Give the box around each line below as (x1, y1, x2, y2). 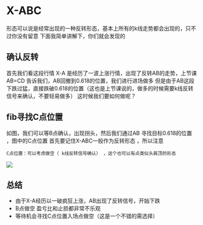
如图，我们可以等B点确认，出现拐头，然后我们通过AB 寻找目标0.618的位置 (6, 129, 193, 136)
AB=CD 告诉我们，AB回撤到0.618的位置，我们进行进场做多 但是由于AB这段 (6, 77, 195, 84)
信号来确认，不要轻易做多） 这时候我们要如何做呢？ (6, 92, 136, 100)
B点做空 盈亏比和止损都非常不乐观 (15, 205, 101, 212)
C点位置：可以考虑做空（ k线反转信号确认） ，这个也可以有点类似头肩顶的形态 (6, 150, 176, 157)
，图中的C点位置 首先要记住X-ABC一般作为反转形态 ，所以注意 (6, 137, 164, 144)
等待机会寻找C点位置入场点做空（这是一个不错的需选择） (15, 212, 158, 220)
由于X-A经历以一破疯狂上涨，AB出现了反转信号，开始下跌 (15, 197, 160, 205)
